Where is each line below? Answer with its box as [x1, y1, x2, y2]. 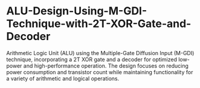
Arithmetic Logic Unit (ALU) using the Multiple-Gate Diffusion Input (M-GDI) [6, 49, 195, 56]
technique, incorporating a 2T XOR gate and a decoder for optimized [6, 56, 177, 63]
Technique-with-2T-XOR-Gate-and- [6, 17, 192, 31]
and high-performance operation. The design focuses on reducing [23, 62, 189, 69]
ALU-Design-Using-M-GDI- [6, 4, 147, 18]
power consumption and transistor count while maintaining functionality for [6, 68, 193, 75]
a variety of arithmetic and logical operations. [6, 75, 120, 82]
